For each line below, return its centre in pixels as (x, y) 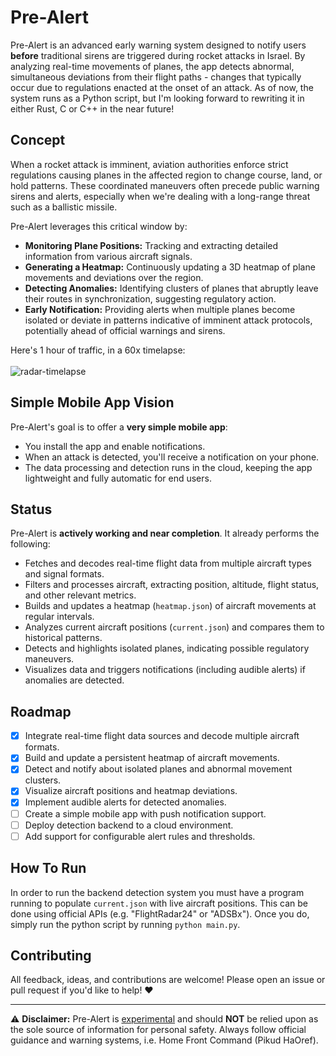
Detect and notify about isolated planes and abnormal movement (158, 769)
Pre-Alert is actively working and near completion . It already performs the (165, 533)
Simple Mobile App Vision (92, 402)
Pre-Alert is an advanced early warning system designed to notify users (158, 45)
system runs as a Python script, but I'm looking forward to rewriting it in (157, 98)
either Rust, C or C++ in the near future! (92, 108)
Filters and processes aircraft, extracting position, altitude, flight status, (172, 585)
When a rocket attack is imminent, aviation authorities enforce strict (149, 164)
